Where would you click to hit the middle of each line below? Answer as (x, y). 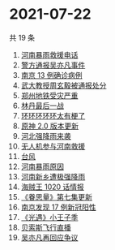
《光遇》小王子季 (49, 217)
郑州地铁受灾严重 (49, 95)
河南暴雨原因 (42, 166)
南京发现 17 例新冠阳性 (58, 207)
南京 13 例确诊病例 (52, 75)
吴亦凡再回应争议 (49, 237)
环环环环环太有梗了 (53, 115)
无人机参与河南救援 (53, 146)
